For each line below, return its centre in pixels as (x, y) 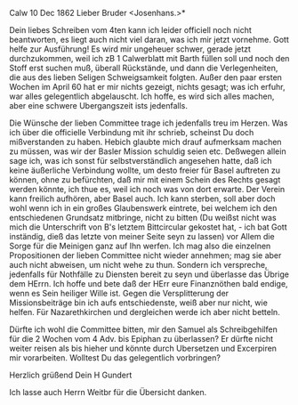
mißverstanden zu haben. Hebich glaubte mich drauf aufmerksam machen (145, 142)
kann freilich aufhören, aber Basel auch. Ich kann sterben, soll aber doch (142, 198)
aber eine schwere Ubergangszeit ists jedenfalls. (99, 105)
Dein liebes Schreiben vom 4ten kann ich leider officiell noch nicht (130, 30)
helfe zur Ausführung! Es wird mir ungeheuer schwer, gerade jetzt (130, 49)
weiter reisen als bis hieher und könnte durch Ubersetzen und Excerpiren (143, 348)
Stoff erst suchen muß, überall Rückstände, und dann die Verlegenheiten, (144, 68)
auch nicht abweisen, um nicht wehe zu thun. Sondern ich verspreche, (138, 265)
